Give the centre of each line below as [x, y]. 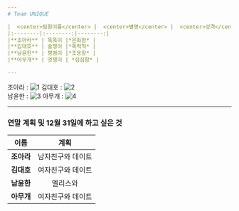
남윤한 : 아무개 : [36, 96]
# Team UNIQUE [28, 14]
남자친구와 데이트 [65, 157]
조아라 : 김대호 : [35, 87]
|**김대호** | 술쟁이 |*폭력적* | [52, 47]
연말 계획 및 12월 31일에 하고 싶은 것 [65, 123]
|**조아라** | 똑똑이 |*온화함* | [52, 40]
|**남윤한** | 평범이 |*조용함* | [52, 53]
